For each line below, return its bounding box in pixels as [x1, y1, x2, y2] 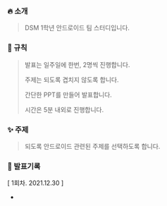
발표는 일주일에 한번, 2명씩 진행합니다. [24, 60, 130, 68]
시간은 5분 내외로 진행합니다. [24, 105, 104, 114]
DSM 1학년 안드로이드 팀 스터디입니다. [24, 23, 130, 32]
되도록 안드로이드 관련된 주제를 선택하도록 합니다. [24, 142, 161, 150]
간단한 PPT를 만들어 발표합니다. [24, 90, 113, 99]
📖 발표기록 [7, 161, 41, 171]
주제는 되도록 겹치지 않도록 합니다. [24, 75, 119, 84]
